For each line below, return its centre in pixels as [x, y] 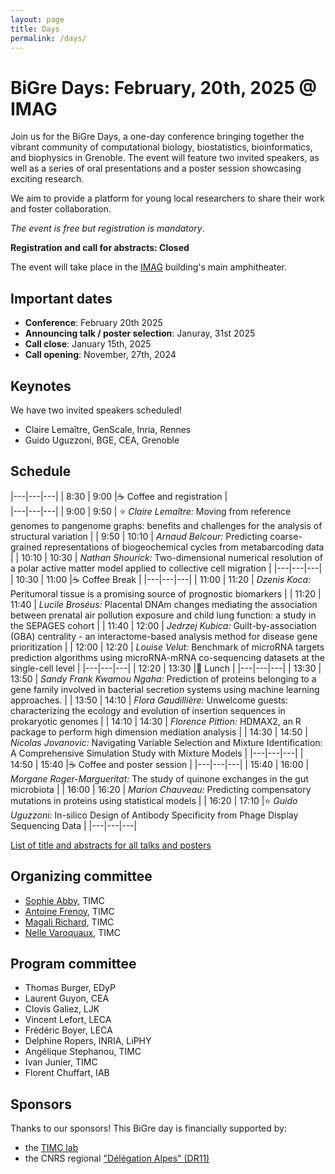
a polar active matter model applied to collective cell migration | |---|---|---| [166, 568]
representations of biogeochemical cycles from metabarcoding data [184, 547]
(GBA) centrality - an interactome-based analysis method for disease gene [164, 636]
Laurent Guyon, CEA [67, 998]
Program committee [73, 963]
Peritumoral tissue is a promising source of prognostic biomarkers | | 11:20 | [166, 593]
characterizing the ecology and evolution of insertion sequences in [148, 710]
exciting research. [47, 179]
